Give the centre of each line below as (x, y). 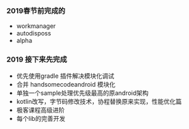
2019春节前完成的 (36, 10)
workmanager (36, 26)
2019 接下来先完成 (37, 59)
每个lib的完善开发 (41, 118)
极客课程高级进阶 (40, 110)
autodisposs (34, 33)
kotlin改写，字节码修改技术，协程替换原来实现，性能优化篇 (99, 101)
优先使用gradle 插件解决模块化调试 (65, 76)
